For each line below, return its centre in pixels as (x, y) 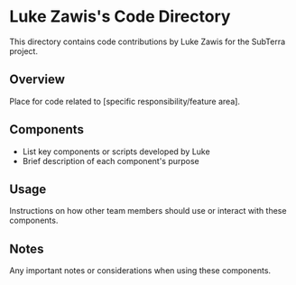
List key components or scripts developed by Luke (116, 152)
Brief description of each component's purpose (111, 161)
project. (24, 51)
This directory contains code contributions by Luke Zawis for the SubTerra (148, 41)
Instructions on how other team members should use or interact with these (148, 211)
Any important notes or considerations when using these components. (140, 271)
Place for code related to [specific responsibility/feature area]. (125, 101)
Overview (37, 80)
